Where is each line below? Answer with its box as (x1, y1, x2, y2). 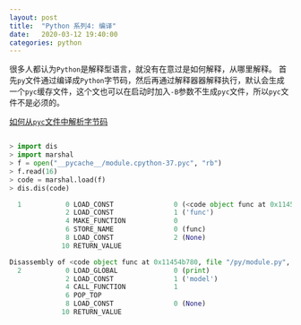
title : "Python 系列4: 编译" (9, 21, 116, 30)
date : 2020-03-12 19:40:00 (9, 30, 118, 38)
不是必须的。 (16, 98, 64, 108)
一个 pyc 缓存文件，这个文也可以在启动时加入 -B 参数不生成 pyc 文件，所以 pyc (9, 86, 281, 97)
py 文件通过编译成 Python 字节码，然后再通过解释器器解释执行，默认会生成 (17, 75, 285, 86)
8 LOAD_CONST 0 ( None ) (65, 299, 206, 309)
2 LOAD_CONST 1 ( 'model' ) (65, 274, 219, 283)
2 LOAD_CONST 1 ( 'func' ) (65, 208, 215, 218)
